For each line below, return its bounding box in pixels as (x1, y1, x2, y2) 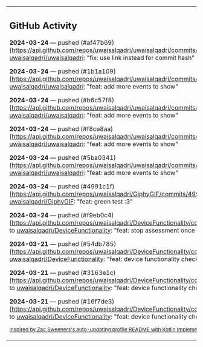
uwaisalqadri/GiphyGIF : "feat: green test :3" (9, 197, 133, 205)
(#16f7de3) (80, 297, 115, 305)
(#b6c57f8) (80, 96, 115, 104)
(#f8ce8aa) (80, 124, 114, 133)
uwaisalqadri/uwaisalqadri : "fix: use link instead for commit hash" (9, 53, 195, 62)
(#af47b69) (80, 38, 115, 47)
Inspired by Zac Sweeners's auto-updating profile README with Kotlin (9, 326, 176, 332)
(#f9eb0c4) (80, 211, 114, 219)
